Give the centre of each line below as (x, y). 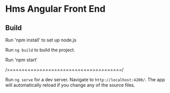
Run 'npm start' (21, 60)
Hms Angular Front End (55, 9)
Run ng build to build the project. (40, 50)
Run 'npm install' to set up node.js (41, 40)
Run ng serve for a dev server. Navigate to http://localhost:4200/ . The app (85, 79)
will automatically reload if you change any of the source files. (70, 85)
